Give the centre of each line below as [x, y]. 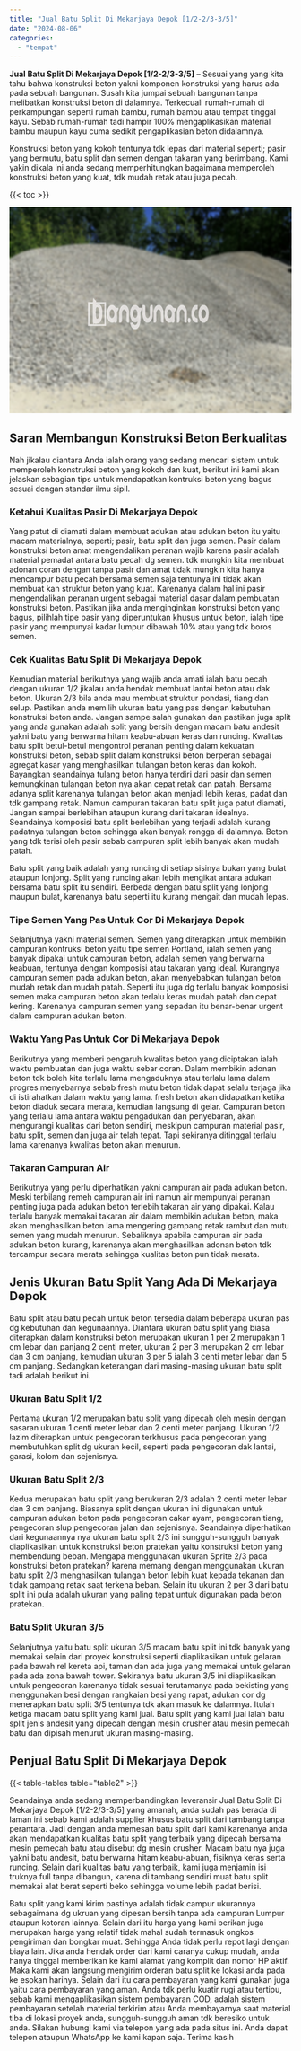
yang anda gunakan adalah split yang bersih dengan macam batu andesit [144, 726]
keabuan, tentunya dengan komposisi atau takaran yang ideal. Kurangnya [145, 968]
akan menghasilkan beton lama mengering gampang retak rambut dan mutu [149, 1226]
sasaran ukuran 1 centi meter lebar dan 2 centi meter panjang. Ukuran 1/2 [145, 1428]
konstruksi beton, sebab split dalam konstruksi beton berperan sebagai [140, 755]
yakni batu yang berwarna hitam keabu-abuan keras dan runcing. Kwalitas [146, 736]
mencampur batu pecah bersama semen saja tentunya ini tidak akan [135, 578]
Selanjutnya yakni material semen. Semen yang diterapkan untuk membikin [148, 939]
